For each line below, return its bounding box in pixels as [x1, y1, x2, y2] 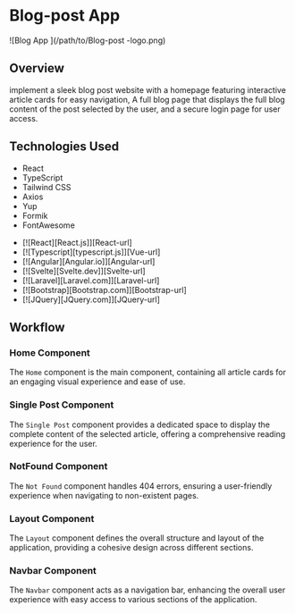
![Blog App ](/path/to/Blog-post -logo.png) [9, 35, 166, 46]
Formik [21, 210, 48, 221]
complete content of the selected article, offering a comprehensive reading [9, 428, 286, 439]
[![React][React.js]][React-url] [21, 237, 132, 248]
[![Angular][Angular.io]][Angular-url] [21, 256, 156, 266]
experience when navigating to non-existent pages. [9, 490, 199, 500]
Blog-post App [9, 5, 121, 26]
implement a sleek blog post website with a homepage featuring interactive [9, 84, 286, 95]
